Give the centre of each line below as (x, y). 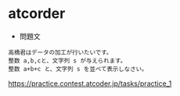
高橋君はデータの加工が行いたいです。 (60, 52)
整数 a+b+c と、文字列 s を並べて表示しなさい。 (78, 69)
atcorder (37, 14)
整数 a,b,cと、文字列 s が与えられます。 (67, 60)
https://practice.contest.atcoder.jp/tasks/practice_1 (90, 84)
